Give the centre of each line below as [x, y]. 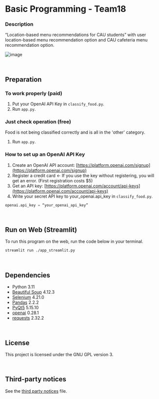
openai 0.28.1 [25, 313]
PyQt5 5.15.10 [25, 308]
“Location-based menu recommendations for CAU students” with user [76, 35]
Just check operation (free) [38, 122]
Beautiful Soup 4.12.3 [33, 292]
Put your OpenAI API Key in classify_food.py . [58, 104]
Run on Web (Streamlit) [41, 230]
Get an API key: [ [29, 186]
